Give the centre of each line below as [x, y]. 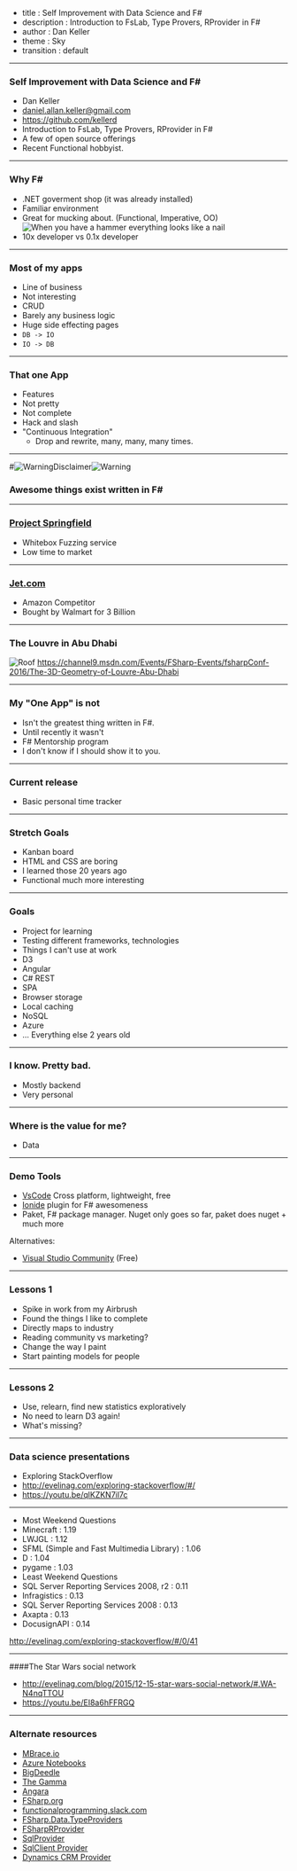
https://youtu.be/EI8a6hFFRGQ [78, 1703]
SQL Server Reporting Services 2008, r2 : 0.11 [105, 1586]
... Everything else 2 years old [76, 1034]
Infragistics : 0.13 [53, 1596]
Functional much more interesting [83, 881]
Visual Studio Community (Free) [80, 1258]
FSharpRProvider [53, 1828]
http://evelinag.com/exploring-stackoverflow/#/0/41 [104, 1641]
